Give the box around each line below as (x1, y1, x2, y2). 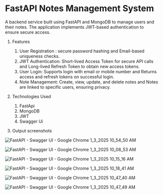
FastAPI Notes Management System (5, 3, 154, 14)
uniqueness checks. (19, 53, 60, 59)
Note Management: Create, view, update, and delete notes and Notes (19, 79, 158, 85)
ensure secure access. (5, 29, 51, 35)
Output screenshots (12, 128, 52, 133)
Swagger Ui (19, 118, 43, 124)
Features (12, 38, 30, 44)
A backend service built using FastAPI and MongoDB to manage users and (5, 19, 155, 25)
